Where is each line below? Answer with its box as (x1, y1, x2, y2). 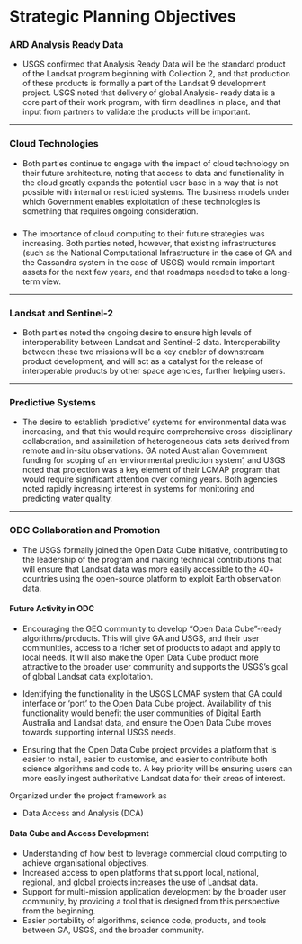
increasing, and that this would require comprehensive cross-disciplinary (22, 426, 293, 437)
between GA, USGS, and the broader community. (22, 924, 205, 935)
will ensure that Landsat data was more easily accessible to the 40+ (22, 564, 274, 574)
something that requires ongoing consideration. (22, 205, 200, 217)
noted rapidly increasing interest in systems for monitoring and (22, 484, 255, 494)
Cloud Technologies (9, 138, 99, 150)
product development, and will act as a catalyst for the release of (22, 356, 263, 366)
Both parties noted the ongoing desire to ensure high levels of (22, 327, 252, 338)
